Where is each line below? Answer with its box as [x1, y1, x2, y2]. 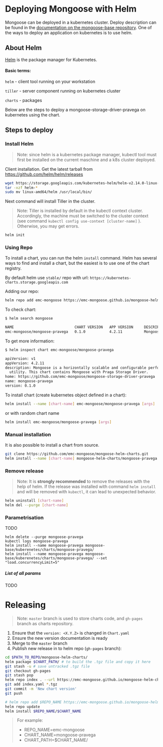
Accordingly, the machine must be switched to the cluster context [16, 213, 149, 219]
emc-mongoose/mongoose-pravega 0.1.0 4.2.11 [5, 329, 123, 334]
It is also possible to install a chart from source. [5, 442, 99, 448]
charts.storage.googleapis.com [5, 280, 68, 285]
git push [5, 691, 23, 696]
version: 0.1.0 [5, 383, 36, 389]
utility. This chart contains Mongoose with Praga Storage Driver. [9, 370, 149, 374]
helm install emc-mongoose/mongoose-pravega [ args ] [5, 420, 112, 424]
